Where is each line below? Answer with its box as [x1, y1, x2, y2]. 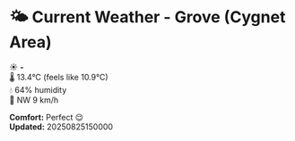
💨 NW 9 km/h [9, 95, 59, 105]
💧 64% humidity [9, 84, 67, 95]
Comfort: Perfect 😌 [9, 112, 83, 122]
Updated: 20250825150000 [9, 121, 114, 132]
